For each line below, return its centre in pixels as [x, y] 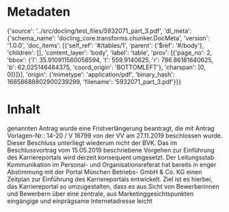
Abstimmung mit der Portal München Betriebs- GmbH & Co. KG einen [105, 172]
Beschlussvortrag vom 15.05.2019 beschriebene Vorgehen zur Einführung [111, 150]
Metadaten [39, 12]
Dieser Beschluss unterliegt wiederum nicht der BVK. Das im [92, 143]
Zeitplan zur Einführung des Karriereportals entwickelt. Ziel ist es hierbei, [110, 179]
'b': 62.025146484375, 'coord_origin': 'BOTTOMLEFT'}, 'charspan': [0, [107, 67]
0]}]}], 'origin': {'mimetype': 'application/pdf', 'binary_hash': [91, 74]
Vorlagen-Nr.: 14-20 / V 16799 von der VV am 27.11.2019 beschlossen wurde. [115, 135]
